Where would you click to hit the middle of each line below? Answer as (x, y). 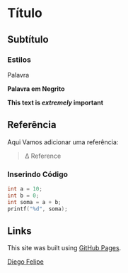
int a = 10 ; (25, 189)
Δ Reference (43, 156)
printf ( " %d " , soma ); (38, 209)
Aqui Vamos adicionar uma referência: (63, 142)
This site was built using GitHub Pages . (64, 248)
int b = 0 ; (23, 196)
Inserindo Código (38, 174)
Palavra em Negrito (36, 89)
